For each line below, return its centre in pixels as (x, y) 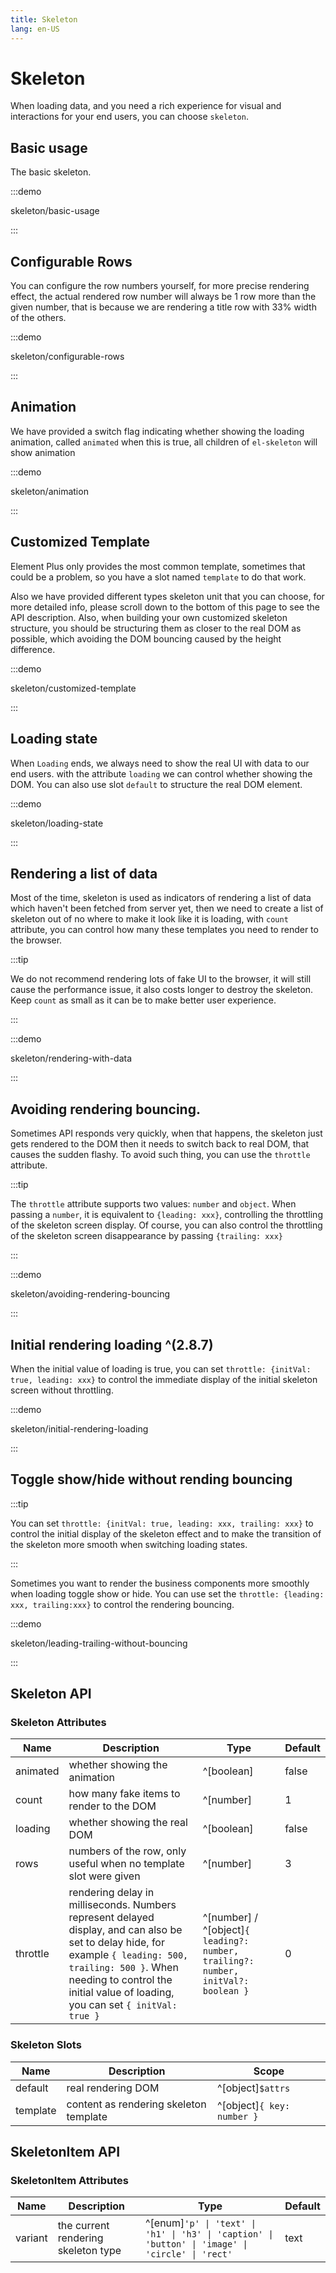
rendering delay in (111, 1893)
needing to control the (120, 1980)
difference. (33, 649)
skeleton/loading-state (57, 823)
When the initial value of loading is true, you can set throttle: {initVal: (161, 1368)
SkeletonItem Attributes (69, 2181)
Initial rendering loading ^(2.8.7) (112, 1344)
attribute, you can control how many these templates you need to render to (164, 930)
